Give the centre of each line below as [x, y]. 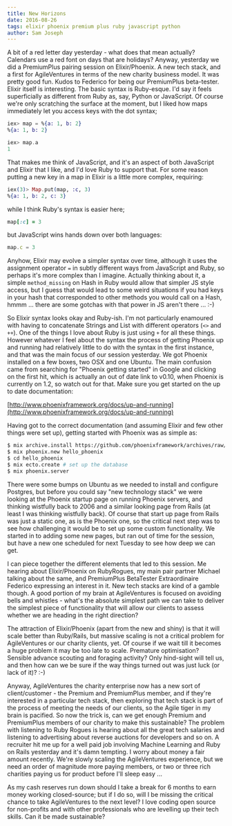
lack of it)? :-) [27, 672]
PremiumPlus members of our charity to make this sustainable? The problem [116, 722]
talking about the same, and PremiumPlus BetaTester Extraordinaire [103, 578]
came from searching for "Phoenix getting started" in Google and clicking [112, 369]
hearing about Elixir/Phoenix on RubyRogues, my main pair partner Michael [114, 571]
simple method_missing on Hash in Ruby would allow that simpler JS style [110, 283]
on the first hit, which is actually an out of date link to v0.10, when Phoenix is [116, 377]
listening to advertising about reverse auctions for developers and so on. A [113, 737]
